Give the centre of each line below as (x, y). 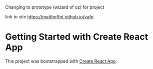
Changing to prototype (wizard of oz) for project (55, 7)
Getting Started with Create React (77, 37)
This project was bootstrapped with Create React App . (61, 61)
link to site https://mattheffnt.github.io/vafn (49, 17)
